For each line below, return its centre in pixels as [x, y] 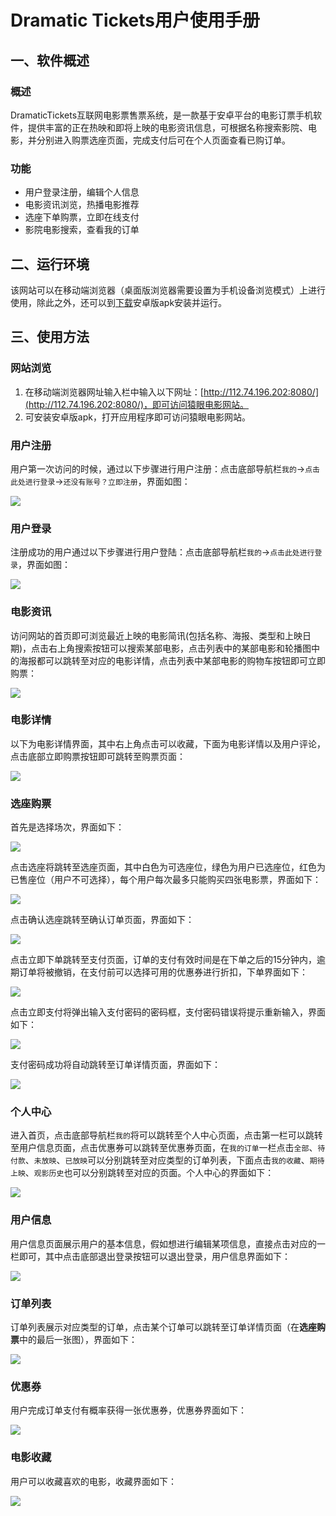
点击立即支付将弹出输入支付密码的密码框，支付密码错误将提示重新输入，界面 [168, 1012]
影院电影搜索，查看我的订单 [82, 230]
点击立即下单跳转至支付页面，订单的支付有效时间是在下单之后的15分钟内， [163, 960]
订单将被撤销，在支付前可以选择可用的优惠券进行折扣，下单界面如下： [163, 972]
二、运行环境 [50, 264]
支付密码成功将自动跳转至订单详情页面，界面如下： [115, 1065]
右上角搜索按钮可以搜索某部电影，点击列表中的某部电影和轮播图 [180, 648]
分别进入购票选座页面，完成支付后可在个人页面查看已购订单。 [163, 140]
